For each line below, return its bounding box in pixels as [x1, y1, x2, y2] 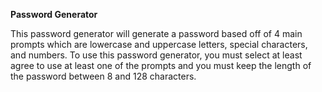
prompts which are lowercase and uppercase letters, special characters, [10, 39, 308, 50]
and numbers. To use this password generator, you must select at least [10, 49, 303, 61]
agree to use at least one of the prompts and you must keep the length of [10, 60, 312, 71]
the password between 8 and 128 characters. [10, 70, 197, 82]
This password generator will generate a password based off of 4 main [10, 28, 303, 39]
